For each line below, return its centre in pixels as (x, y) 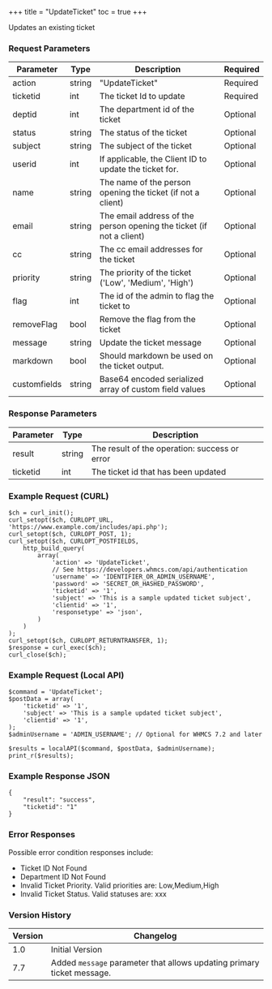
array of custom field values (153, 389)
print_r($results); (41, 756)
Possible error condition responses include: (81, 852)
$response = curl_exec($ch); (57, 647)
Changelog (155, 936)
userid (25, 164)
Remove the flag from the (147, 320)
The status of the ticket (143, 133)
